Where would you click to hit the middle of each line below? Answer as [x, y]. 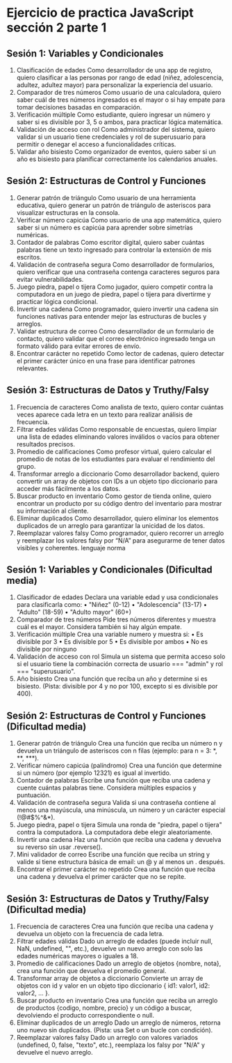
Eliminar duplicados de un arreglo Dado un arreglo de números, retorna [118, 1023]
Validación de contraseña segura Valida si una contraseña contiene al [116, 803]
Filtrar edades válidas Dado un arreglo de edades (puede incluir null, [115, 941]
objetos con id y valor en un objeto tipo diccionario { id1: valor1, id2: [113, 986]
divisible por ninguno [47, 649]
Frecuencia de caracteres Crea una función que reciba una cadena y [115, 926]
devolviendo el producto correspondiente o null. [85, 1016]
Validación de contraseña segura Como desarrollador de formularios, [115, 264]
